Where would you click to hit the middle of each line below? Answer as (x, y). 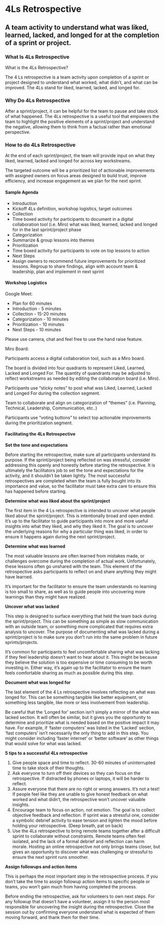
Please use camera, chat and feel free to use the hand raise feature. (74, 339)
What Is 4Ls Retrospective (37, 57)
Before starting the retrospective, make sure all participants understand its (81, 455)
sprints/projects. (22, 643)
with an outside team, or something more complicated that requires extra (79, 627)
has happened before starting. (36, 491)
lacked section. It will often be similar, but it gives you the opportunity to (78, 718)
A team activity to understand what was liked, (77, 27)
